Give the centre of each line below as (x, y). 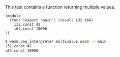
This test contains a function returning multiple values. (60, 7)
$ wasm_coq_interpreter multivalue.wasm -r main (56, 41)
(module (13, 16)
